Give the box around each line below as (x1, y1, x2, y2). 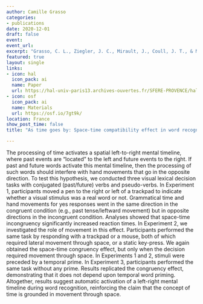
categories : (6, 15, 36, 21)
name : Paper (11, 82, 42, 88)
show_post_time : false (6, 122, 63, 128)
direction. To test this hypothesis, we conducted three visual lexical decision (6, 175, 196, 182)
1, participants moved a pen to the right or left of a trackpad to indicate (6, 188, 182, 194)
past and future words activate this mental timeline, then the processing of (6, 162, 192, 169)
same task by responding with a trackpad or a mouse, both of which (6, 233, 176, 240)
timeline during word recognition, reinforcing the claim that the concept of (6, 284, 190, 291)
